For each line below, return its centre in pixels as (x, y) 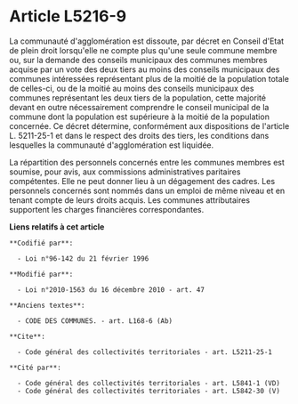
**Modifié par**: (41, 274)
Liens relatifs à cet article (57, 226)
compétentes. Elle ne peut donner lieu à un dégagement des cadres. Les (142, 181)
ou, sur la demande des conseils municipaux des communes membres (138, 60)
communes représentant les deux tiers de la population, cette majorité (138, 97)
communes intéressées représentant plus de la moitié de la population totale (149, 78)
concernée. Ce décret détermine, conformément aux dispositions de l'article (149, 125)
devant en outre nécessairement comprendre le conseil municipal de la (139, 107)
